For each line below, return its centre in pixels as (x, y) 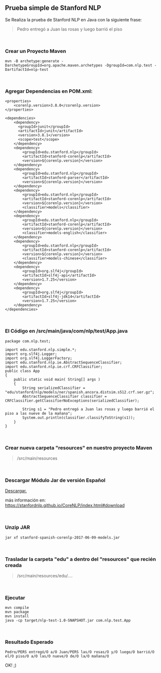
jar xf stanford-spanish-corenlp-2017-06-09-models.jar (62, 538)
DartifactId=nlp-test (27, 70)
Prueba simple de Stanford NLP (53, 8)
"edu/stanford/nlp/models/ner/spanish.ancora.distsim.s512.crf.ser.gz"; (80, 392)
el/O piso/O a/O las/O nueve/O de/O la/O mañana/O (57, 656)
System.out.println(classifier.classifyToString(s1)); (79, 418)
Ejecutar (15, 598)
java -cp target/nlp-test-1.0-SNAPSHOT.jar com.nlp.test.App (68, 621)
